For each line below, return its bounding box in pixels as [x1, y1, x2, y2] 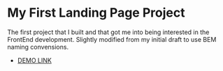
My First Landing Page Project [7, 5, 185, 21]
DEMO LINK [17, 56, 52, 64]
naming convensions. [7, 42, 69, 51]
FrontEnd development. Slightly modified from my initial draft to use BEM [7, 35, 217, 43]
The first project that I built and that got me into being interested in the [7, 28, 210, 36]
